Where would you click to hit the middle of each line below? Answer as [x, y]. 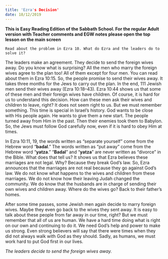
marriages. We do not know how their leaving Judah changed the [72, 178]
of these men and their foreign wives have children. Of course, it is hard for [82, 94]
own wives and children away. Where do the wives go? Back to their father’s [84, 189]
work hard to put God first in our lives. [44, 241]
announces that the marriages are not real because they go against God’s [81, 168]
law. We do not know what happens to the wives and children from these [80, 173]
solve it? [15, 53]
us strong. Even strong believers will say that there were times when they [80, 230]
